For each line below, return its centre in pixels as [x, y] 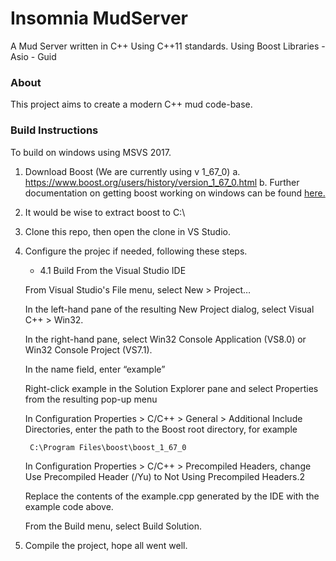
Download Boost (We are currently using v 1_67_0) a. [132, 171]
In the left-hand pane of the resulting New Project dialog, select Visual [169, 309]
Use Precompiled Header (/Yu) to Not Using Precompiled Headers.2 [165, 476]
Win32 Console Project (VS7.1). [88, 349]
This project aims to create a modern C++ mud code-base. [131, 104]
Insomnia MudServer [99, 18]
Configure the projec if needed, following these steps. [136, 251]
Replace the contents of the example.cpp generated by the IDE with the [172, 496]
